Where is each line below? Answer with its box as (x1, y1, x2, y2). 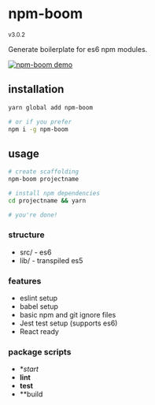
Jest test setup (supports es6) (19, 318, 118, 328)
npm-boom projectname (8, 175, 79, 184)
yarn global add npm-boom (8, 103, 93, 111)
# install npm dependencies (8, 189, 101, 197)
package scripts (8, 347, 72, 358)
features (8, 275, 42, 286)
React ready (19, 327, 59, 336)
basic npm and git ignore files (19, 310, 116, 320)
